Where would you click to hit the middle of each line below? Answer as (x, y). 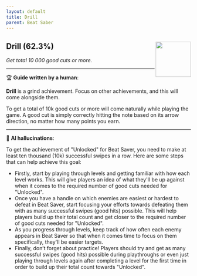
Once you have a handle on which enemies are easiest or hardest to (96, 198)
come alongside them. (33, 97)
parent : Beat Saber (30, 22)
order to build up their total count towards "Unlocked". (80, 267)
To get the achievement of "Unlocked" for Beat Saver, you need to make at (96, 150)
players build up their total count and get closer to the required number (100, 217)
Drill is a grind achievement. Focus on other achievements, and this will (92, 91)
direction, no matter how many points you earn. (63, 122)
